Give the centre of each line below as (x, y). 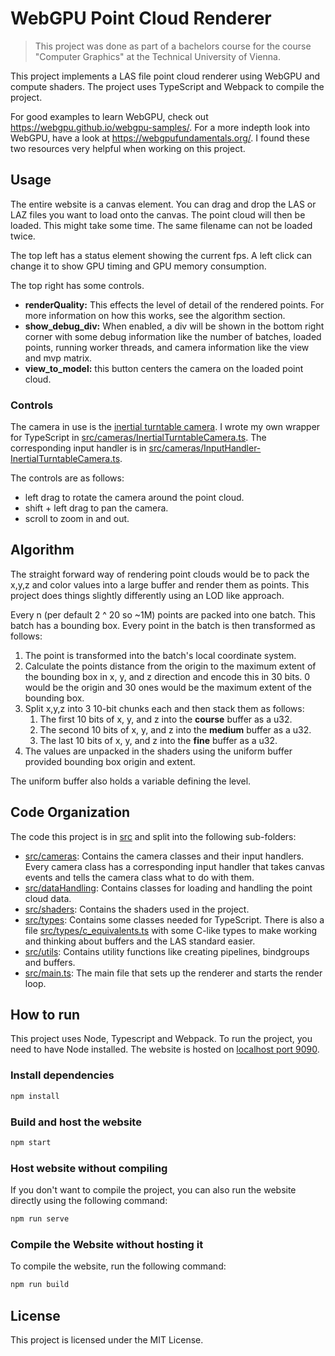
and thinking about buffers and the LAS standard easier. (140, 941)
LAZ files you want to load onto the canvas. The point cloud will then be (158, 214)
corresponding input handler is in (78, 448)
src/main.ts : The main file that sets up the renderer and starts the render (173, 973)
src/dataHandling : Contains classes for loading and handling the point (168, 888)
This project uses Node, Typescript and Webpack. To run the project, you (161, 1039)
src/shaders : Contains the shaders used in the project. (137, 909)
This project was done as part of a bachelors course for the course (173, 46)
